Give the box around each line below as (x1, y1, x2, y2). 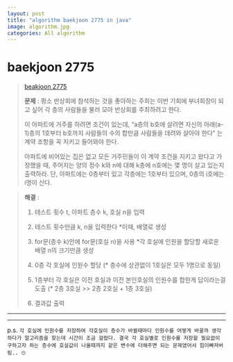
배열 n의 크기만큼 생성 (34, 246, 94, 254)
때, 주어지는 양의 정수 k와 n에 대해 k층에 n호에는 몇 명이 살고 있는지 (42, 161, 225, 170)
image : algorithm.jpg (7, 23, 70, 30)
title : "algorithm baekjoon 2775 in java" (7, 17, 132, 24)
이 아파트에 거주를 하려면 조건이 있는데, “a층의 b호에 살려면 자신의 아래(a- (24, 120, 224, 129)
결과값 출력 (34, 299, 64, 308)
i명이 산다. (24, 179, 52, 187)
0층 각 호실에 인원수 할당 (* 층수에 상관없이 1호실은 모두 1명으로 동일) (34, 261, 221, 270)
